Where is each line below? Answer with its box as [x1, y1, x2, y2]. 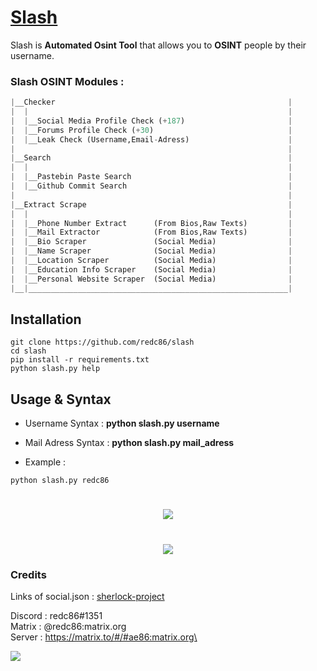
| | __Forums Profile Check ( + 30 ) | [10, 125, 293, 135]
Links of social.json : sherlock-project [10, 590, 165, 602]
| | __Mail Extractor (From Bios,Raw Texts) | [10, 227, 293, 238]
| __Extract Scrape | [10, 199, 293, 210]
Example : [24, 456, 67, 468]
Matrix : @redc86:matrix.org [10, 620, 127, 632]
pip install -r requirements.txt [10, 355, 150, 365]
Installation [10, 311, 82, 328]
